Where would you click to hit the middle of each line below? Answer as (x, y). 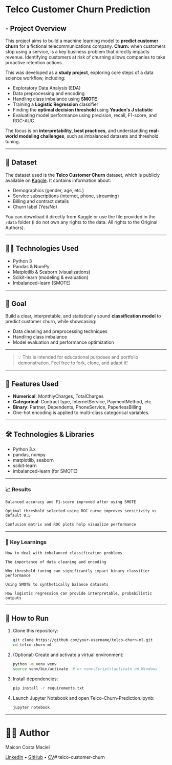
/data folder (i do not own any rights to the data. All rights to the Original (81, 222)
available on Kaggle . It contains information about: (58, 180)
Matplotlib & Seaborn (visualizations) (51, 272)
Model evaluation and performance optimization (63, 342)
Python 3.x (24, 449)
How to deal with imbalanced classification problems (64, 553)
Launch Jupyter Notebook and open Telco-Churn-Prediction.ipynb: (83, 698)
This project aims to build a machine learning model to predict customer (82, 41)
